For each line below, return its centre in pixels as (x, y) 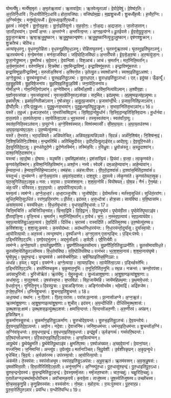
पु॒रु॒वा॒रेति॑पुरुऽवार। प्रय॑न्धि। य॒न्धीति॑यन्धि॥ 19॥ (43, 390)
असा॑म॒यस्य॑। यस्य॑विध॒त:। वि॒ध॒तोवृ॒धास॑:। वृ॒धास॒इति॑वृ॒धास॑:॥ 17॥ (57, 205)
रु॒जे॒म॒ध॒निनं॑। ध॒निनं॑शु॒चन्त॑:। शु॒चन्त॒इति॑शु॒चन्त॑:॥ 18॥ (48, 291)
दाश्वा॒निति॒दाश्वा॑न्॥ (20, 153)
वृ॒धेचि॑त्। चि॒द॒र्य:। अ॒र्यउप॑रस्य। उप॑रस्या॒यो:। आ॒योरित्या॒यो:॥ (54, 355)
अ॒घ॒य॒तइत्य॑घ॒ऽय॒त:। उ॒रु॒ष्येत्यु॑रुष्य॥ (33, 130)
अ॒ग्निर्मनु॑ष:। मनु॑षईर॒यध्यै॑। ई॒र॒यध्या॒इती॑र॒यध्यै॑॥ (42, 20)
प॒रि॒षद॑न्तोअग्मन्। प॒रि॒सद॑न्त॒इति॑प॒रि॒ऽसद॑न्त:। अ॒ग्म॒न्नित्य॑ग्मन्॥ (53, 338)
